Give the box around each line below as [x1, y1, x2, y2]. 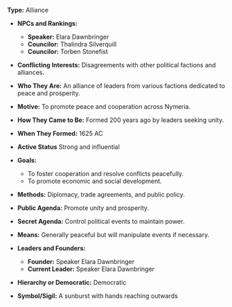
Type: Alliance [7, 6, 48, 14]
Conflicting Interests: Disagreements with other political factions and [17, 61, 216, 69]
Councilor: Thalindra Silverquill [27, 40, 117, 48]
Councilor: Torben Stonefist [27, 48, 109, 55]
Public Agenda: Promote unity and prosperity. [17, 204, 150, 212]
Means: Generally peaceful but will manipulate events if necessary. [17, 231, 210, 238]
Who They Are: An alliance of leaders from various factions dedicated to [17, 82, 225, 89]
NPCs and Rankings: [17, 19, 78, 27]
